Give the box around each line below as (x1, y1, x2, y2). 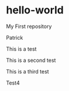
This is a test (6, 45, 37, 52)
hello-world (6, 3, 64, 17)
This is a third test (6, 68, 49, 75)
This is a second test (6, 57, 56, 64)
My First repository (6, 23, 52, 30)
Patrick (6, 34, 23, 41)
